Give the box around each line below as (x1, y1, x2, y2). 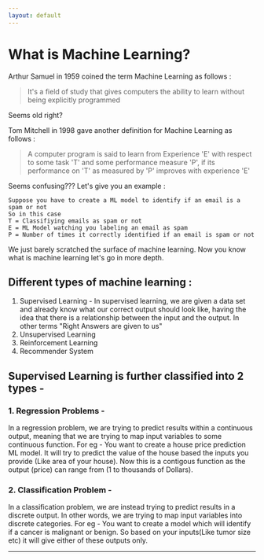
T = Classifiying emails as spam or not (8, 217, 143, 225)
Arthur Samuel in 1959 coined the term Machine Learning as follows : (8, 72, 232, 81)
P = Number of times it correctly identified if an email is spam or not (8, 230, 255, 238)
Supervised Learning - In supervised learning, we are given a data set (19, 297, 246, 306)
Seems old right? (8, 110, 63, 120)
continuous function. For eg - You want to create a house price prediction (8, 440, 246, 449)
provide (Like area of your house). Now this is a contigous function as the (8, 457, 246, 466)
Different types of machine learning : (8, 275, 192, 289)
